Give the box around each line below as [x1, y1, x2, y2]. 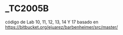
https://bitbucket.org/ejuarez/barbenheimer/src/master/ [5, 24, 118, 30]
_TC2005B [5, 3, 49, 14]
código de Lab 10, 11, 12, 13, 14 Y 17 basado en [5, 19, 98, 25]
